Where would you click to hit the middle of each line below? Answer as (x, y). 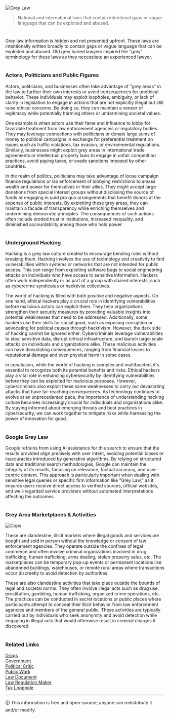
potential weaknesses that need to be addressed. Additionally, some (76, 317)
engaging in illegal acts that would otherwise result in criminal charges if (80, 621)
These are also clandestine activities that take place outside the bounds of (83, 583)
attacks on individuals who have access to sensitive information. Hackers (81, 275)
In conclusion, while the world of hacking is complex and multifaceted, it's (82, 365)
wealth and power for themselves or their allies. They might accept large (81, 186)
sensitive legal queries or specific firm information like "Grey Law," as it (79, 480)
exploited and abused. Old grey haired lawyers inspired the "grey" (74, 52)
